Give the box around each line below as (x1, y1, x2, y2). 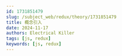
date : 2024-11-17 (6, 24, 49, 31)
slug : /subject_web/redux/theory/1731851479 (6, 14, 117, 20)
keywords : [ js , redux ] (6, 41, 62, 47)
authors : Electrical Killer (6, 30, 75, 36)
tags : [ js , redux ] (6, 36, 51, 41)
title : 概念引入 (6, 19, 42, 25)
